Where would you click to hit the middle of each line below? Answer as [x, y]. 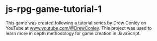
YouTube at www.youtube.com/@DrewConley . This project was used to [79, 28]
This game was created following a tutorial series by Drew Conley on [76, 23]
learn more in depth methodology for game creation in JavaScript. [73, 33]
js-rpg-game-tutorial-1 [54, 9]
